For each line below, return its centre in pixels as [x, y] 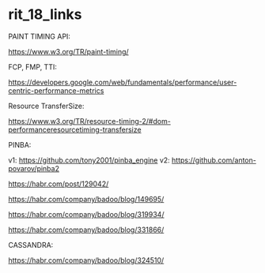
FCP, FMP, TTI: [32, 67]
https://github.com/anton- [214, 160]
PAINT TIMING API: [40, 36]
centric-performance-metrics [56, 90]
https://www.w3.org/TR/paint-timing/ [68, 51]
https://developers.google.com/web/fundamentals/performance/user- [123, 82]
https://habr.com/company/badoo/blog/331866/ [86, 230]
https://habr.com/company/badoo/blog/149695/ [86, 199]
